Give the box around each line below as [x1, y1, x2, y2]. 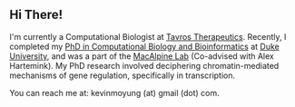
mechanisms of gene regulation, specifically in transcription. [9, 70, 236, 81]
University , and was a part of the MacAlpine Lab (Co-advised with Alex [9, 50, 275, 62]
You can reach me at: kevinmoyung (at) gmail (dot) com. [9, 87, 220, 98]
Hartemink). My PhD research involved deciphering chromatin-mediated [9, 60, 280, 71]
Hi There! [9, 7, 64, 23]
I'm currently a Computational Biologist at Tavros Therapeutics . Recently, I [9, 31, 287, 42]
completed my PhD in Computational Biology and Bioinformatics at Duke [9, 41, 280, 52]
